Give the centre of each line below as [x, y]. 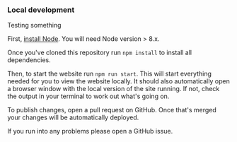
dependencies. [29, 60]
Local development [41, 10]
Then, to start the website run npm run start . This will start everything [110, 74]
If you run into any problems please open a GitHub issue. [90, 131]
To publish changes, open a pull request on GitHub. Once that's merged [112, 110]
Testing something [34, 25]
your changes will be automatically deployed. [73, 117]
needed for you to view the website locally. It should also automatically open [118, 81]
